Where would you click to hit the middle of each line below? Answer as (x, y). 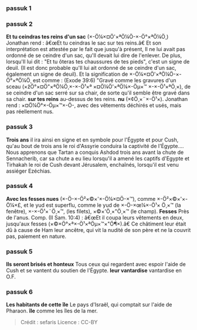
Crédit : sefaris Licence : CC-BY (59, 322)
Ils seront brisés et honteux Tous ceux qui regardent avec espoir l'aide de (96, 264)
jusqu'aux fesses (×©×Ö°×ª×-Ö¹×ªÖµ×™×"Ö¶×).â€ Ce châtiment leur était (96, 224)
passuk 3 (20, 127)
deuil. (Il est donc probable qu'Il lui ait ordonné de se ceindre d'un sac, (91, 68)
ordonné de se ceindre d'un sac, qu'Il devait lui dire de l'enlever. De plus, (94, 55)
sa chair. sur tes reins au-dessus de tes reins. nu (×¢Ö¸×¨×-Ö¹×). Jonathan (97, 99)
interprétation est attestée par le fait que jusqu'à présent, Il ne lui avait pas (96, 49)
